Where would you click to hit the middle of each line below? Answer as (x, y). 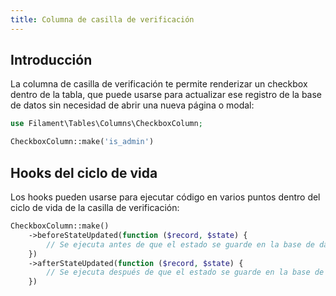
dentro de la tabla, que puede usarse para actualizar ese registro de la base (166, 95)
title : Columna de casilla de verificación (102, 19)
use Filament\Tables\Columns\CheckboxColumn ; (106, 124)
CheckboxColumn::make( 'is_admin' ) (82, 142)
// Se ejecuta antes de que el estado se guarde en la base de (180, 244)
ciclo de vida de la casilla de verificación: (95, 207)
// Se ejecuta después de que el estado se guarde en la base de (185, 272)
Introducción (51, 60)
